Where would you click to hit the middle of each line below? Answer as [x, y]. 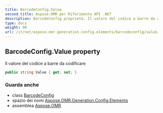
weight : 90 [16, 28]
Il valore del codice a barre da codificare [45, 63]
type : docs [16, 23]
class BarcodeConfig [33, 95]
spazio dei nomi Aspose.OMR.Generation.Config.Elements [70, 100]
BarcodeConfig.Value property [53, 52]
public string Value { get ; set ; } [41, 72]
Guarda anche [22, 84]
